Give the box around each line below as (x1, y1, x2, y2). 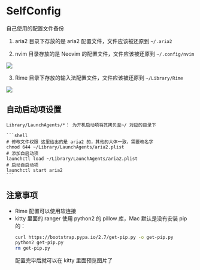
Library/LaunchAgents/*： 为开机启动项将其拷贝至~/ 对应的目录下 (6, 122, 157, 128)
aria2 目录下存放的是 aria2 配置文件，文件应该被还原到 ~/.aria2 (14, 37, 172, 44)
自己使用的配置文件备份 (6, 25, 64, 32)
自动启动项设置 (6, 105, 62, 115)
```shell (6, 132, 28, 138)
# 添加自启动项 (6, 150, 39, 156)
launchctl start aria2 (6, 167, 63, 173)
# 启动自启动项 (6, 162, 39, 168)
